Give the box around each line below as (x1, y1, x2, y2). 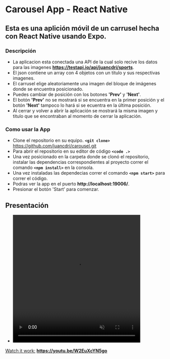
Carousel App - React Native (5, 4, 128, 15)
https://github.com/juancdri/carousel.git (12, 143, 97, 149)
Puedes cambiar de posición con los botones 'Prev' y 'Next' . (12, 91, 141, 98)
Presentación (5, 201, 49, 210)
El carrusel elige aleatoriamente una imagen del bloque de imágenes (12, 80, 157, 86)
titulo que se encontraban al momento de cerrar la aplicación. (12, 113, 142, 119)
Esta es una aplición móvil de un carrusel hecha (5, 24, 159, 33)
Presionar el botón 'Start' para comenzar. (12, 186, 99, 193)
